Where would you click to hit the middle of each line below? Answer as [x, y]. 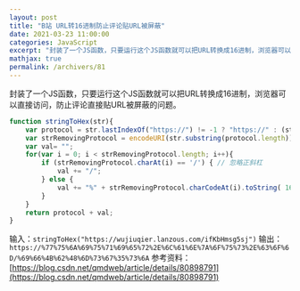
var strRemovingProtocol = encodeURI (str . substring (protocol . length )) [159, 138]
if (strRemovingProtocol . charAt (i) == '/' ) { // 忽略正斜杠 [152, 163]
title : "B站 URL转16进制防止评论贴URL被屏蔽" [87, 26]
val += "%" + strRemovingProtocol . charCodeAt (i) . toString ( [169, 188]
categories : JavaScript [54, 42]
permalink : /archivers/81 [57, 68]
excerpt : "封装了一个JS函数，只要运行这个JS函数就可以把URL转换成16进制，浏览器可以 [150, 51]
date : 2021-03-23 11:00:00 [59, 34]
